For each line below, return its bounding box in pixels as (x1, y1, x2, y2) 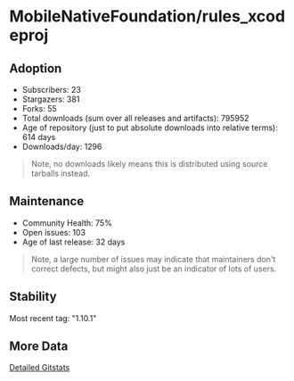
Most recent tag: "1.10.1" (9, 312, 97, 323)
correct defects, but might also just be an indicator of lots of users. (30, 263, 277, 274)
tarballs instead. (30, 168, 91, 178)
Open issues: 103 (21, 227, 86, 237)
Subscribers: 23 (21, 85, 82, 95)
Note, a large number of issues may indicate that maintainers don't (30, 253, 276, 264)
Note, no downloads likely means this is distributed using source (30, 159, 268, 169)
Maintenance (9, 194, 85, 209)
